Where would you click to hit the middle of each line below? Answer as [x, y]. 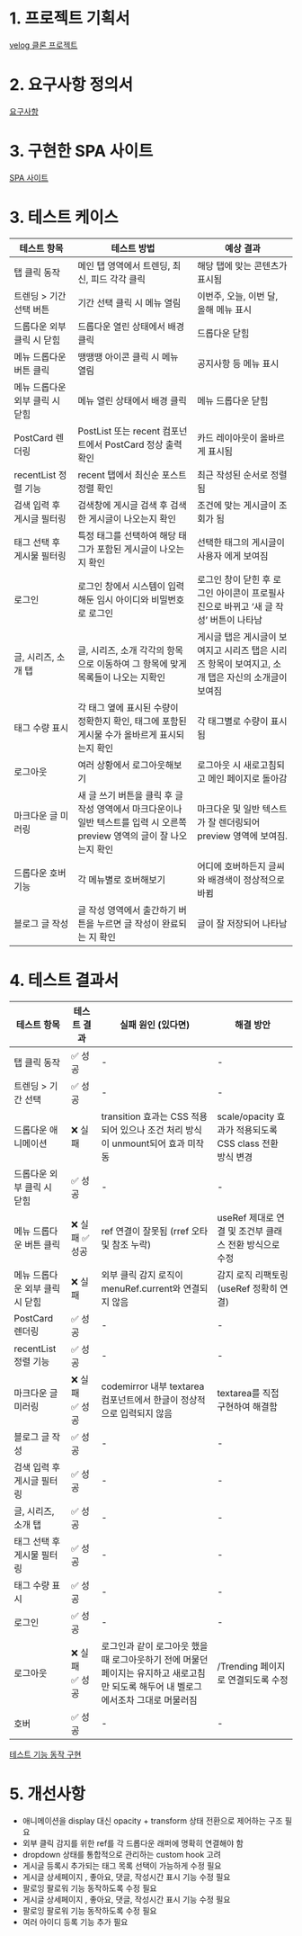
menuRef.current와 [141, 1288]
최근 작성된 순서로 [233, 475]
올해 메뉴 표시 [225, 309]
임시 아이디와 [123, 599]
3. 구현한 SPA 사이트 [81, 152]
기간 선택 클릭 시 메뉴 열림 [129, 302]
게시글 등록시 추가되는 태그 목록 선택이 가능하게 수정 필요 [122, 1865]
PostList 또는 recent [119, 431]
